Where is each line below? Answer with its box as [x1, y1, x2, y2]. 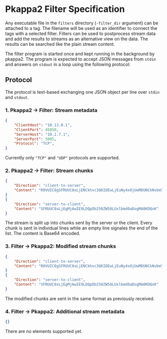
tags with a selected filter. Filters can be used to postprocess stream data [5, 30, 156, 36]
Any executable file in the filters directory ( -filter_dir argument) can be [5, 20, 159, 26]
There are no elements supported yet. [5, 328, 83, 334]
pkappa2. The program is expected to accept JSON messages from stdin [5, 56, 156, 62]
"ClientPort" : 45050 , [14, 127, 59, 132]
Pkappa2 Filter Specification [5, 3, 125, 15]
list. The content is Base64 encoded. [5, 230, 81, 236]
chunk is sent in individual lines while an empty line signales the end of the [5, 225, 158, 231]
